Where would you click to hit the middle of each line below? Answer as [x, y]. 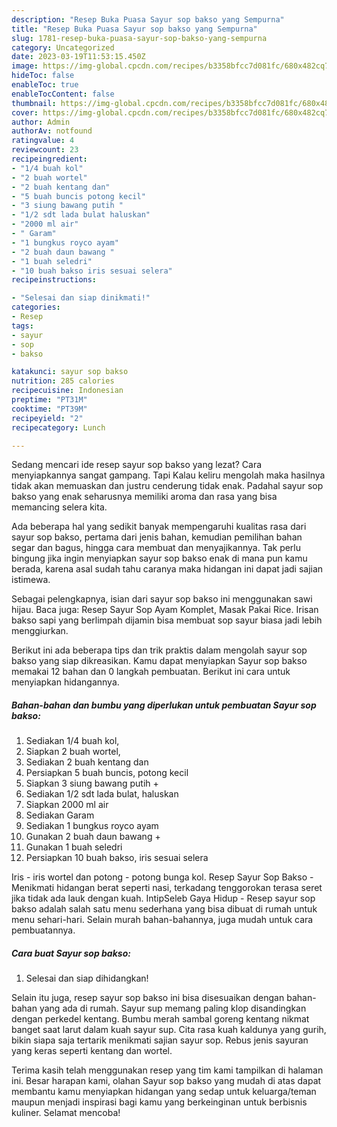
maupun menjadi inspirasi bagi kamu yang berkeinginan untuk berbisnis [159, 1102]
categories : [36, 307]
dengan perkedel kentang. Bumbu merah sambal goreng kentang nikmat [160, 1019]
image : [25, 66]
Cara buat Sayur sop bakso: [71, 953]
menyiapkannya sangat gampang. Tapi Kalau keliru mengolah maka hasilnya [168, 475]
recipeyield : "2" [47, 418]
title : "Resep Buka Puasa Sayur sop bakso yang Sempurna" [134, 29]
